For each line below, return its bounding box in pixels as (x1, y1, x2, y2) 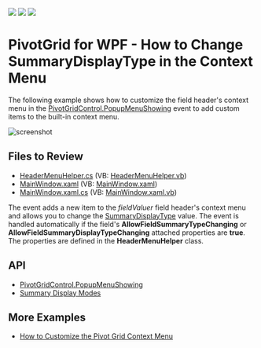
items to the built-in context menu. (8, 112, 119, 121)
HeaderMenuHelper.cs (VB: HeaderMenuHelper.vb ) (19, 170, 187, 180)
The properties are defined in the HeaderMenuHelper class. (8, 236, 204, 245)
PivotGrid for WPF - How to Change (8, 36, 244, 54)
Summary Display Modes (19, 288, 101, 298)
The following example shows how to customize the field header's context (8, 95, 249, 104)
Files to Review (8, 150, 84, 163)
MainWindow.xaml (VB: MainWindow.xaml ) (19, 179, 158, 189)
